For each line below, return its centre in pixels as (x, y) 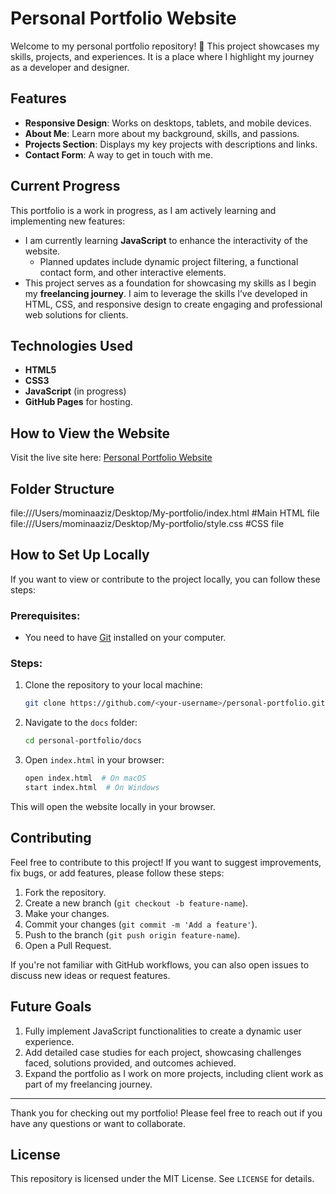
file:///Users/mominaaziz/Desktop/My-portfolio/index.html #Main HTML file (165, 513)
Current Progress (65, 186)
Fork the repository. (65, 892)
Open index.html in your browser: (94, 760)
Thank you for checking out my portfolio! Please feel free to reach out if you (166, 1113)
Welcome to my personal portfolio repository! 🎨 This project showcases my (165, 46)
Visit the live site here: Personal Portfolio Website (111, 458)
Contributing (51, 838)
